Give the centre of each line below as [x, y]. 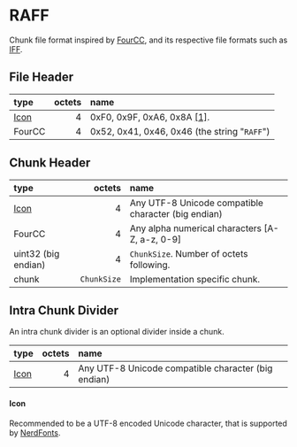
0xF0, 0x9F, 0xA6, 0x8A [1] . [150, 117]
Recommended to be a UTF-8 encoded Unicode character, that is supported [148, 423]
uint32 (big [37, 253]
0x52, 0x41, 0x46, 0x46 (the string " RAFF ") [180, 131]
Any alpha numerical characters [196, 228]
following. [150, 265]
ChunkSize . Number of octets [189, 253]
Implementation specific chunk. [195, 279]
